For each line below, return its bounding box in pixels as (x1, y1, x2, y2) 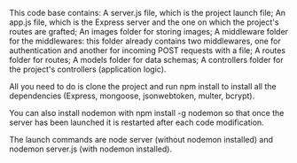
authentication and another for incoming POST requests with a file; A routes (9, 45, 286, 56)
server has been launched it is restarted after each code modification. (9, 117, 264, 128)
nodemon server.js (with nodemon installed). (9, 144, 173, 154)
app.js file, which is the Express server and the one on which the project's (9, 17, 279, 27)
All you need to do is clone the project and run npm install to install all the (9, 81, 277, 91)
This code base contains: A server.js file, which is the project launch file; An (9, 8, 286, 18)
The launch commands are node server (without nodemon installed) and (9, 135, 273, 144)
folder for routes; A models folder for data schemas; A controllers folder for (9, 55, 284, 65)
